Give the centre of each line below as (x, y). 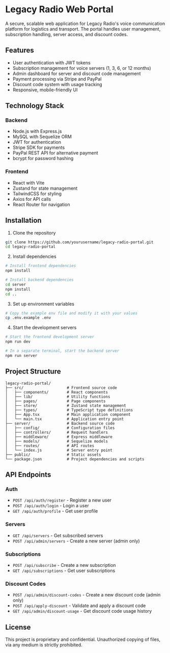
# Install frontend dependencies (41, 266)
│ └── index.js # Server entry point (59, 450)
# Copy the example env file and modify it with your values (72, 313)
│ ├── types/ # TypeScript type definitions (69, 410)
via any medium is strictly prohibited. (44, 645)
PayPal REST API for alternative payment (55, 153)
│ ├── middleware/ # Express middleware (59, 437)
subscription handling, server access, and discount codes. (67, 34)
